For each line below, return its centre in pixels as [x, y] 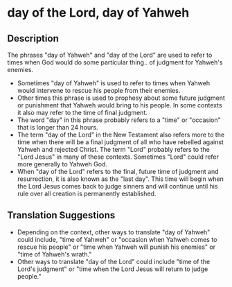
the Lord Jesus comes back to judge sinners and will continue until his [117, 186]
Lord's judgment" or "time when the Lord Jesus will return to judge [113, 269]
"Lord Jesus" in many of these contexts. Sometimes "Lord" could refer [118, 157]
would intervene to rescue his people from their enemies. [99, 90]
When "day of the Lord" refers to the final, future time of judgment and [118, 172]
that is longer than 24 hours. [57, 127]
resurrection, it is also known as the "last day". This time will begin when [120, 179]
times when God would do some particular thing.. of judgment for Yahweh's [115, 62]
